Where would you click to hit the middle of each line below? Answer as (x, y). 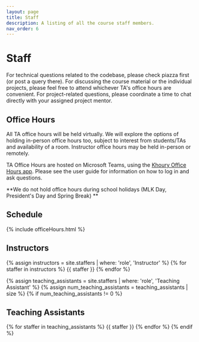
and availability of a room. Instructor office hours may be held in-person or (99, 147)
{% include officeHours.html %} (46, 229)
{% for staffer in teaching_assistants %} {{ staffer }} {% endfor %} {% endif (99, 327)
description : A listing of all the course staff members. (80, 23)
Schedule (25, 215)
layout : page (23, 12)
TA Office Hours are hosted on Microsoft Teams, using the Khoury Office (96, 165)
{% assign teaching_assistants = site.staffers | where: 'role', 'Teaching (93, 281)
